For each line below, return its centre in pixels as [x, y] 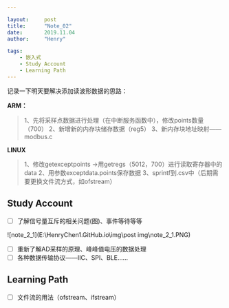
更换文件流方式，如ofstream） [73, 181]
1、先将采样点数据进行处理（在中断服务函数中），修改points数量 [114, 120]
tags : [15, 51]
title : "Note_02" [40, 26]
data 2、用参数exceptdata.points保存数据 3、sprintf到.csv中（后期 [118, 172]
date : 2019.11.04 [41, 32]
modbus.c [38, 136]
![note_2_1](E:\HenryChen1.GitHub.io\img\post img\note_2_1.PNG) [99, 234]
